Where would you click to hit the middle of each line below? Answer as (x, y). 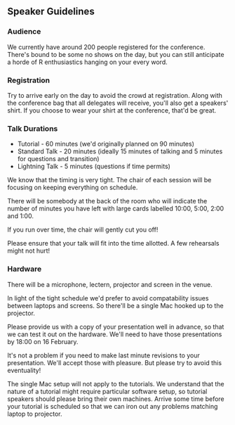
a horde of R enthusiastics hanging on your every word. (87, 62)
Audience (24, 32)
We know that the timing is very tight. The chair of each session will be (109, 180)
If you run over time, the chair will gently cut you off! (83, 230)
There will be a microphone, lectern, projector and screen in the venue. (110, 284)
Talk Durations (33, 128)
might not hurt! (29, 251)
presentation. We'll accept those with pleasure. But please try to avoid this (115, 362)
